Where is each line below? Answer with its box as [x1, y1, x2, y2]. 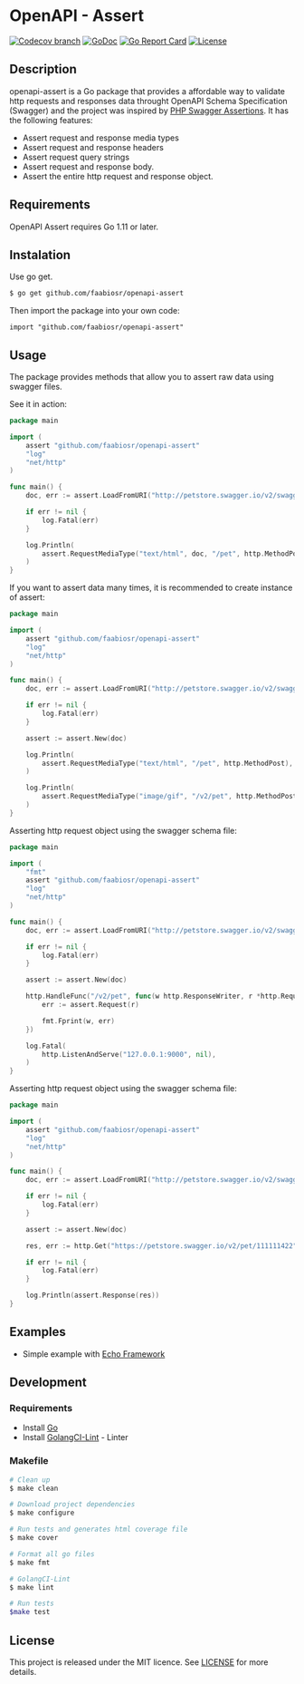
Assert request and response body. [22, 160, 155, 172]
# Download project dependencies [9, 1500, 136, 1509]
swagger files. [9, 382, 62, 392]
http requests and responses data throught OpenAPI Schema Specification [9, 95, 288, 106]
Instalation [9, 247, 71, 263]
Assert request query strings [22, 151, 129, 162]
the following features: [9, 114, 93, 125]
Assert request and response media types [22, 132, 179, 143]
